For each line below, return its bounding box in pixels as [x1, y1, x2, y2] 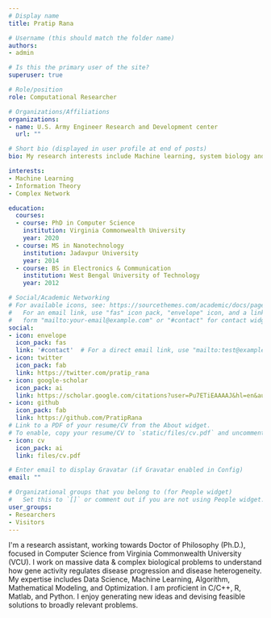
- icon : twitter [8, 354, 63, 362]
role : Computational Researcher [8, 93, 117, 101]
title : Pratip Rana [8, 19, 74, 27]
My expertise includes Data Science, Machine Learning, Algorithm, [8, 574, 231, 584]
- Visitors [8, 518, 45, 526]
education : [8, 204, 45, 212]
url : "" [15, 130, 42, 138]
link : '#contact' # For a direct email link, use [15, 347, 190, 355]
